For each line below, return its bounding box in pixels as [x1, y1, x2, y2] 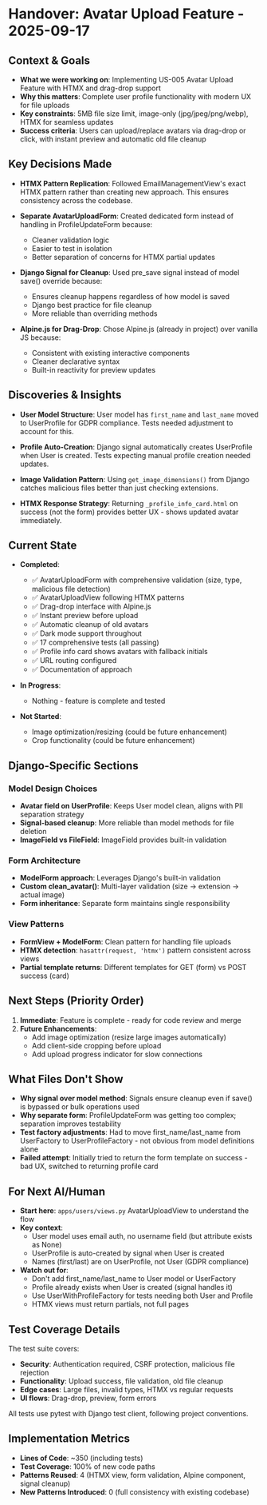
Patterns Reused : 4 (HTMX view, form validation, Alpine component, [19, 1470, 245, 1479]
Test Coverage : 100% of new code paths [19, 1461, 155, 1471]
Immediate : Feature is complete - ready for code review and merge [19, 1015, 241, 1024]
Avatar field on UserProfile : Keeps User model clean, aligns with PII [19, 801, 244, 811]
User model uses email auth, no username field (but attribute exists [31, 1232, 253, 1241]
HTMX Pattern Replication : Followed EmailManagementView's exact [19, 178, 246, 188]
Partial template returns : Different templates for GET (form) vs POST [19, 962, 247, 972]
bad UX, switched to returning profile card [19, 1161, 159, 1172]
